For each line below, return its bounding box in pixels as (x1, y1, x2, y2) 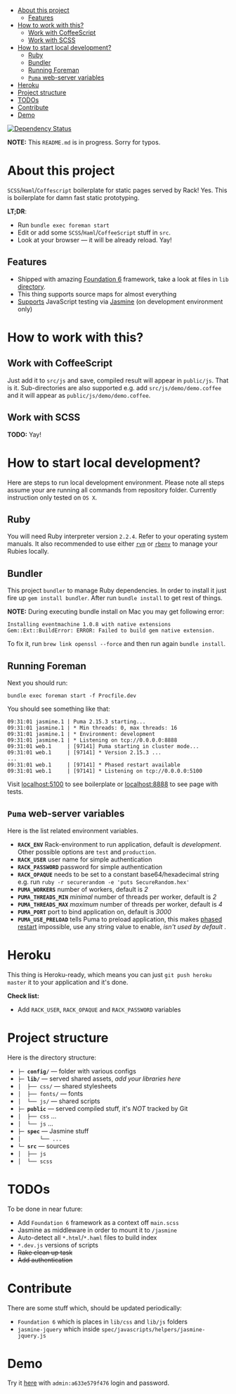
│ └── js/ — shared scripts (17, 1097, 100, 1105)
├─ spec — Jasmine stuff (17, 1126, 89, 1135)
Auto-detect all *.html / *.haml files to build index (17, 1233, 157, 1242)
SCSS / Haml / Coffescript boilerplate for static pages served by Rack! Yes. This (7, 186, 228, 194)
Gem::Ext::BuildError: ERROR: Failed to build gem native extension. (7, 627, 216, 635)
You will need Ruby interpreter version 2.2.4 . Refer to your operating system (7, 532, 228, 541)
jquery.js (17, 1332, 47, 1339)
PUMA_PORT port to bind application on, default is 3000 (17, 907, 172, 916)
